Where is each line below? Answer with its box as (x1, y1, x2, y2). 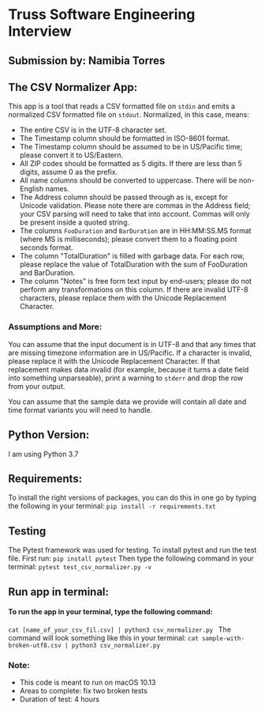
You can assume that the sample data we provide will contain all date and (8, 397, 247, 406)
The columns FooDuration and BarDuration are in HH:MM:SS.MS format (19, 226, 252, 236)
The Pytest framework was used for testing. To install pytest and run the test (8, 546, 257, 555)
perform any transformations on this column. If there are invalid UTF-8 (19, 285, 248, 294)
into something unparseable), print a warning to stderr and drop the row (8, 373, 244, 383)
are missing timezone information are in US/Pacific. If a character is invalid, (8, 348, 252, 357)
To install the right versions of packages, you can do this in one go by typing (8, 493, 257, 503)
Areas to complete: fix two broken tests (19, 686, 148, 696)
